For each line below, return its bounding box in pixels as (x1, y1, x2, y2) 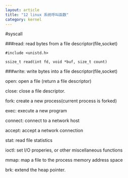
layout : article (5, 7, 39, 13)
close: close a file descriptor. (5, 88, 66, 94)
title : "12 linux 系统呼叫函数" (5, 12, 69, 17)
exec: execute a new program (5, 108, 67, 114)
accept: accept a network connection (5, 128, 83, 134)
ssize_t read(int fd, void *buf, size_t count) (5, 60, 108, 65)
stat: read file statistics (5, 137, 53, 143)
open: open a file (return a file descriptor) (5, 78, 92, 84)
